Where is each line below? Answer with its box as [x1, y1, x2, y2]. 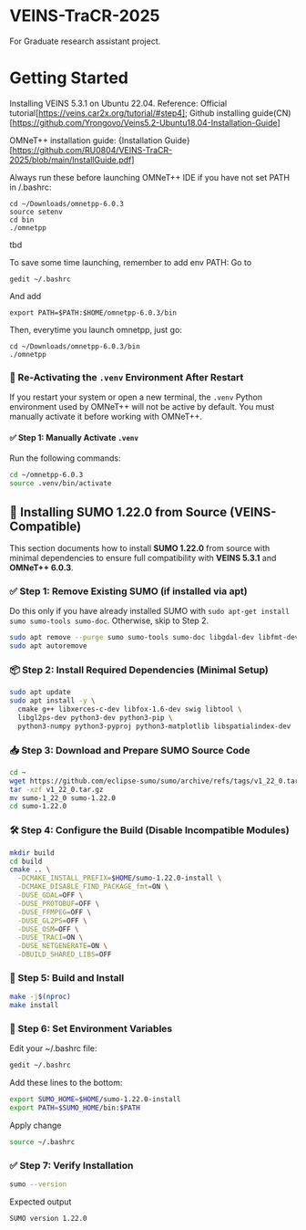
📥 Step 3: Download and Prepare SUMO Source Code [9, 744, 250, 756]
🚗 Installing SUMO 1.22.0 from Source [9, 504, 228, 520]
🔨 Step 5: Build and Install [9, 971, 125, 984]
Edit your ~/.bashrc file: [9, 1043, 97, 1054]
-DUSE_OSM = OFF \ [17, 924, 79, 933]
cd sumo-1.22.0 [9, 802, 67, 811]
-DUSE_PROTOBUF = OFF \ [17, 899, 100, 908]
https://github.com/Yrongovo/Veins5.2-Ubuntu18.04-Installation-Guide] [12, 117, 280, 128]
